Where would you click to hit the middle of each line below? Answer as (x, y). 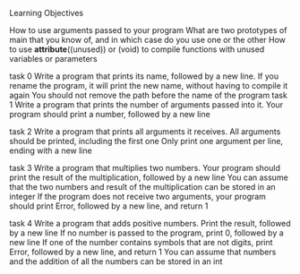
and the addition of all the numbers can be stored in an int (116, 261)
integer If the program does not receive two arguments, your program (138, 197)
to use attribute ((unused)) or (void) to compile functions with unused (137, 49)
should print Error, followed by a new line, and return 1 (109, 206)
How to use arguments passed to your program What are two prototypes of (148, 30)
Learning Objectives (46, 13)
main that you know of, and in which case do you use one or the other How (148, 40)
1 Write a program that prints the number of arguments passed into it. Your (146, 105)
